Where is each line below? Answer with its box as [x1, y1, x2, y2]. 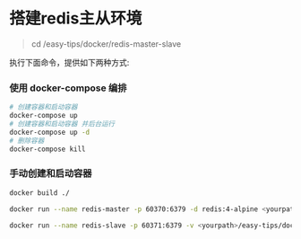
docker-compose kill [9, 145, 87, 154]
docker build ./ [9, 188, 70, 198]
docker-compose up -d [9, 128, 90, 137]
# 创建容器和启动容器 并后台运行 [9, 119, 115, 128]
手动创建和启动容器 [9, 167, 92, 180]
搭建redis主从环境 [9, 8, 142, 29]
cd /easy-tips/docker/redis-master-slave [30, 38, 182, 49]
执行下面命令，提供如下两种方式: [9, 57, 130, 67]
